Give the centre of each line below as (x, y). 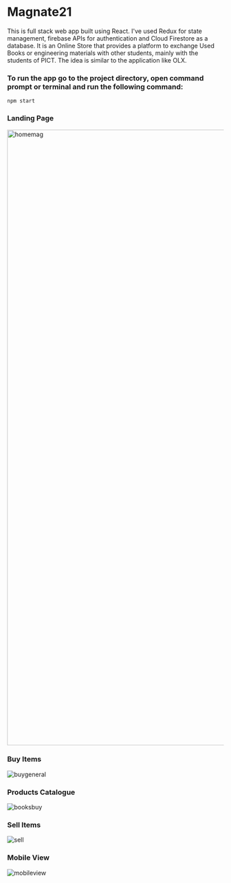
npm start (21, 101)
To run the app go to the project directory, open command (106, 78)
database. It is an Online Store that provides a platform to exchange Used (111, 45)
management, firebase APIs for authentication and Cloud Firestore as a (108, 38)
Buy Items (24, 759)
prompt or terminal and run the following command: (95, 87)
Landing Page (31, 118)
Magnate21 (40, 12)
